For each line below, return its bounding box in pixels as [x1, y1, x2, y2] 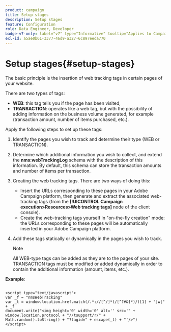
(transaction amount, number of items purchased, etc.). [12, 116, 129, 123]
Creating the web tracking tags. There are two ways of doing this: [12, 177, 151, 184]
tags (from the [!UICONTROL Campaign [39, 198, 123, 204]
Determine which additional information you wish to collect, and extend [12, 151, 162, 157]
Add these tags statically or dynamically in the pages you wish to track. [12, 235, 162, 242]
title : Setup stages [5, 12, 49, 17]
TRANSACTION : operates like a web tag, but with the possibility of [12, 105, 153, 111]
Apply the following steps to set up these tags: [5, 126, 103, 132]
